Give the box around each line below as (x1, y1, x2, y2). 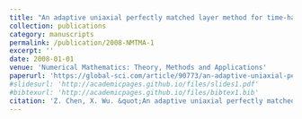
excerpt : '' (9, 47, 54, 55)
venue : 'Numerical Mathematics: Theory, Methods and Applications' (9, 64, 268, 72)
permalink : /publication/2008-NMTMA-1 (9, 38, 155, 47)
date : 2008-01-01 (9, 55, 75, 64)
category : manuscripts (9, 30, 94, 38)
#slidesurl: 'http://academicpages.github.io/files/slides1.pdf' (9, 80, 259, 89)
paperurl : (9, 72, 47, 81)
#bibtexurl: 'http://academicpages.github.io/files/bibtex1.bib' (9, 88, 259, 97)
